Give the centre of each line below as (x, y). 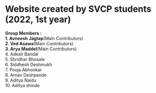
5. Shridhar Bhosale (25, 59)
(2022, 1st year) (38, 19)
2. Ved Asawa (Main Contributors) (39, 43)
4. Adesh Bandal (22, 54)
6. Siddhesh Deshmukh (29, 64)
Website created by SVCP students (78, 9)
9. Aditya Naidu (21, 80)
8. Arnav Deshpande (26, 75)
